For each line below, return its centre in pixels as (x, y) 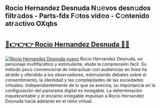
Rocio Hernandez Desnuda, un (111, 59)
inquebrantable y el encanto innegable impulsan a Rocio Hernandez (75, 96)
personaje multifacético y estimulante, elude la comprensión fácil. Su (76, 64)
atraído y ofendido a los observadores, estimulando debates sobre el (76, 75)
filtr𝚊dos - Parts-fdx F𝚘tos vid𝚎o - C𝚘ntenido (77, 16)
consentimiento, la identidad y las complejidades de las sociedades (74, 80)
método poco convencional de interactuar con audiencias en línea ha (76, 69)
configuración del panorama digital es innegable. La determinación (74, 91)
